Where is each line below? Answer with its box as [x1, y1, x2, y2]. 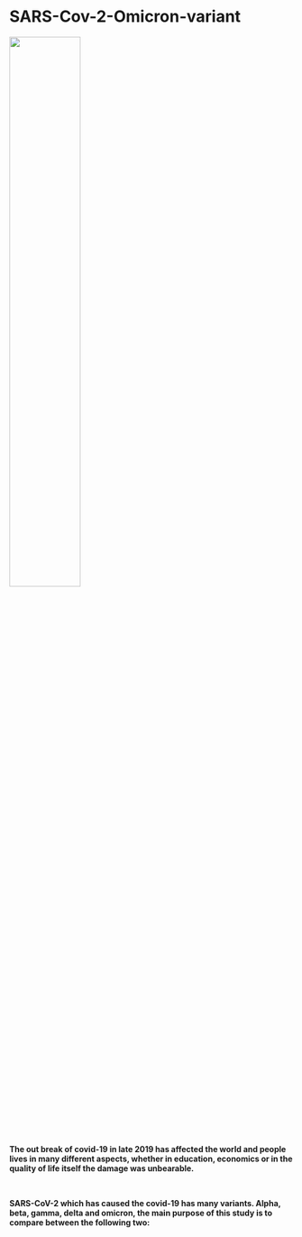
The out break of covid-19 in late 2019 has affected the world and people [9, 1143, 287, 1154]
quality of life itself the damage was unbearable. [9, 1162, 195, 1174]
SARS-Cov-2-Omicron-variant [9, 6, 242, 27]
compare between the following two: [9, 1216, 151, 1228]
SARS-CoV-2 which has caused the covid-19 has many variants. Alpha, [9, 1197, 281, 1208]
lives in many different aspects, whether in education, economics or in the [9, 1153, 293, 1164]
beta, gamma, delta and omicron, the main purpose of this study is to [9, 1207, 273, 1218]
